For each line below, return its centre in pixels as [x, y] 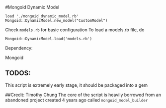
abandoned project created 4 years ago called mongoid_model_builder [77, 100]
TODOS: [18, 73]
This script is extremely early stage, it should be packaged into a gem [77, 85]
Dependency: [19, 48]
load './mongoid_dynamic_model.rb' [42, 16]
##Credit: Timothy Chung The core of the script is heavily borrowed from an [83, 95]
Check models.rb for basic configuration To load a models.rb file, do [75, 30]
